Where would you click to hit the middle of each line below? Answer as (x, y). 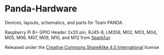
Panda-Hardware (41, 9)
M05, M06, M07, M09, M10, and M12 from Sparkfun (57, 37)
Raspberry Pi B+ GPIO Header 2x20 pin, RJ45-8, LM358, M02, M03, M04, (81, 32)
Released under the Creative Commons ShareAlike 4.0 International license (82, 47)
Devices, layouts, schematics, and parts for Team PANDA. (64, 22)
